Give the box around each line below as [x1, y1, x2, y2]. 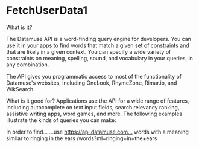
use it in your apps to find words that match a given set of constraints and [6, 42, 189, 49]
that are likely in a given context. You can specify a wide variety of [6, 48, 171, 55]
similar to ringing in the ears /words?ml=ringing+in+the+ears [6, 134, 157, 142]
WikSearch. [6, 85, 35, 92]
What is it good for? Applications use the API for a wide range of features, [6, 97, 189, 105]
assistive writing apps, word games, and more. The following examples [6, 110, 183, 117]
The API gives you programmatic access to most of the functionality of [6, 72, 182, 80]
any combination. [6, 61, 49, 68]
